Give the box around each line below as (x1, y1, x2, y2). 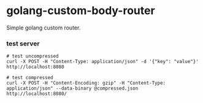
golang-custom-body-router (6, 4, 155, 18)
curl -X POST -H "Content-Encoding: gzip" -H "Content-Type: (6, 80, 166, 86)
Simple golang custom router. (6, 24, 81, 31)
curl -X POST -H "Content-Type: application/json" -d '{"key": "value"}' (6, 59, 199, 65)
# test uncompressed (6, 53, 59, 59)
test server (6, 39, 40, 48)
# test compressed (6, 75, 53, 81)
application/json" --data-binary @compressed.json (6, 85, 139, 92)
